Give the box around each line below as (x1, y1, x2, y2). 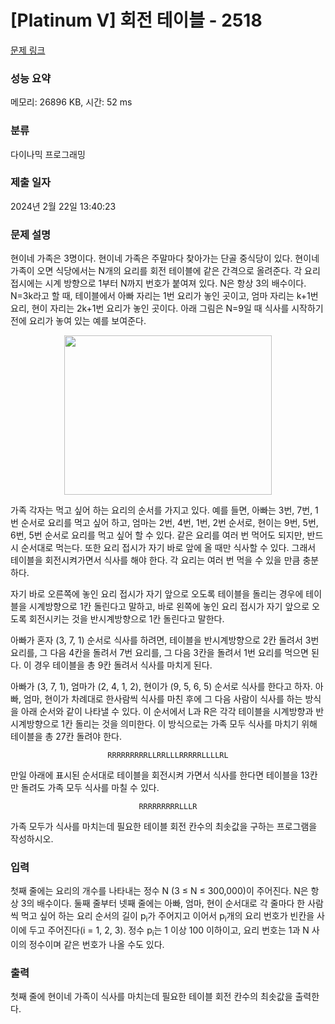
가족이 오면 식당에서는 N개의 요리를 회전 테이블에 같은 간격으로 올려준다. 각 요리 (10, 265, 321, 277)
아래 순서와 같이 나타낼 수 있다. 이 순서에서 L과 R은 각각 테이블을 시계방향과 (20, 706, 314, 718)
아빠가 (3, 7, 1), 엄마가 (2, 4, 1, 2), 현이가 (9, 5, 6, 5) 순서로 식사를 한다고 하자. (10, 681, 313, 693)
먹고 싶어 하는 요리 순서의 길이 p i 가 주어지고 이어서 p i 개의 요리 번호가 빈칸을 (20, 910, 315, 925)
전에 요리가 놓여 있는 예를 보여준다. (10, 315, 147, 327)
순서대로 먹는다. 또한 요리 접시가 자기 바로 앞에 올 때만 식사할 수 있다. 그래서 (20, 542, 317, 554)
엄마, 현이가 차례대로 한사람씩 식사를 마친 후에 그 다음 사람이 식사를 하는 (23, 693, 303, 705)
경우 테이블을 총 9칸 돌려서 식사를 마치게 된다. (33, 659, 213, 671)
